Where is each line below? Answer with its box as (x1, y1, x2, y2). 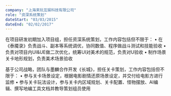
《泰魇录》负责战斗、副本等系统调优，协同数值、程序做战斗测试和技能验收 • (5, 43, 166, 49)
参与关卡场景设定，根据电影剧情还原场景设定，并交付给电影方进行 (24, 73, 163, 79)
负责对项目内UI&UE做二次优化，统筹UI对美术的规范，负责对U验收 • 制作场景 (5, 49, 166, 55)
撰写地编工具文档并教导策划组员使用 (14, 85, 91, 92)
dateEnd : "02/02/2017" (5, 21, 54, 27)
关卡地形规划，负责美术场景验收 (5, 56, 73, 62)
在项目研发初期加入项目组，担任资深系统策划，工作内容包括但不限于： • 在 (5, 36, 163, 42)
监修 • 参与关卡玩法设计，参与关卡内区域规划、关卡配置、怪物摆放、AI (5, 79, 154, 85)
